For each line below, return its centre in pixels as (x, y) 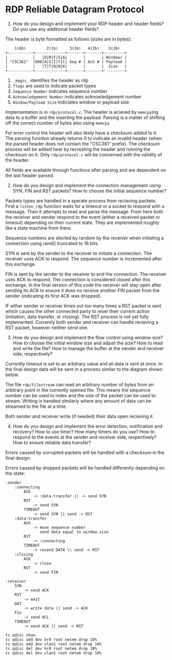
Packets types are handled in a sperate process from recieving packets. (81, 200)
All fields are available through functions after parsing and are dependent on (86, 170)
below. (12, 375)
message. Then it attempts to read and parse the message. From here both (84, 212)
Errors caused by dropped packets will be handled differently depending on (85, 468)
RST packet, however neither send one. (47, 327)
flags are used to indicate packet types (54, 86)
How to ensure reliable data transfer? (52, 442)
